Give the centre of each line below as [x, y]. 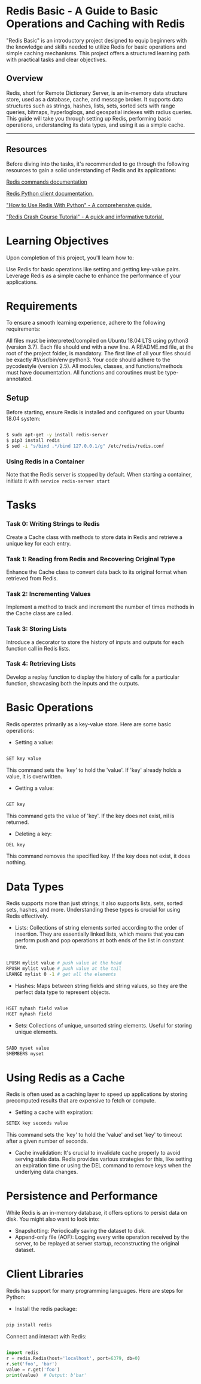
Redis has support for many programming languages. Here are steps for [95, 1291]
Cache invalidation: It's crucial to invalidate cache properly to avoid [98, 1153]
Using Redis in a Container [45, 462]
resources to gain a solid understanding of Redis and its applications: [91, 170]
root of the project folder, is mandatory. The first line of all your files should [99, 354]
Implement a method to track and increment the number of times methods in [100, 607]
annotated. [19, 379]
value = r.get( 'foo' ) [33, 1370]
